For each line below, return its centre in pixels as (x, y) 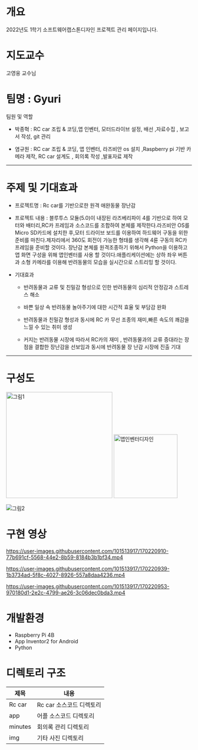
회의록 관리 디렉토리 (63, 727)
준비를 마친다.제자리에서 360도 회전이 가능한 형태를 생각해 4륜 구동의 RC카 (101, 240)
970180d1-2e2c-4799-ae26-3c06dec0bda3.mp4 (66, 593)
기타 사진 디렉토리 (60, 738)
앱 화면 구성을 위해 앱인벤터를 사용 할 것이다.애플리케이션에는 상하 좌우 (95, 255)
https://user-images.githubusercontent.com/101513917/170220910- (88, 551)
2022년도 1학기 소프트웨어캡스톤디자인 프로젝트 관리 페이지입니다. (82, 29)
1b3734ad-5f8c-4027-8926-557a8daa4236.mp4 (66, 575)
